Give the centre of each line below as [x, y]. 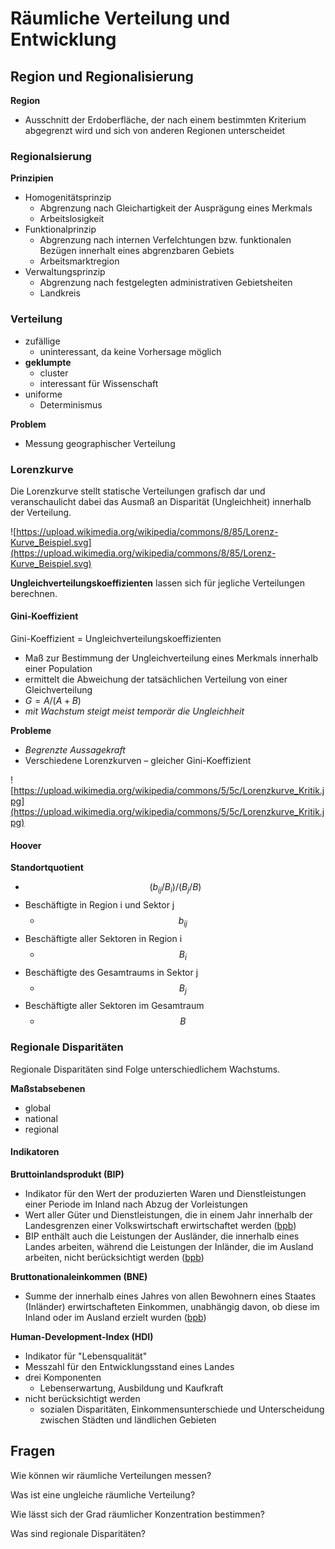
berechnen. [34, 593]
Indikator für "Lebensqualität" [86, 1356]
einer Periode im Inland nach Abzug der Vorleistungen [136, 1204]
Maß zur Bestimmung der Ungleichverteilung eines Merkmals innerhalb [171, 658]
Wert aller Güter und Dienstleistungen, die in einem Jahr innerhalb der [168, 1214]
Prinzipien [32, 178]
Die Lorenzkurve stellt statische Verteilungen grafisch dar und [138, 491]
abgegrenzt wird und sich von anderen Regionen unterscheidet [155, 130]
